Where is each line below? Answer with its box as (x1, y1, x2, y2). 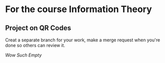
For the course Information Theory (5, 4, 152, 15)
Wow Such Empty (5, 52, 42, 58)
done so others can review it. (5, 42, 65, 48)
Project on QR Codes (5, 24, 71, 32)
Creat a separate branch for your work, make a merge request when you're (5, 37, 160, 43)
